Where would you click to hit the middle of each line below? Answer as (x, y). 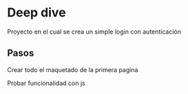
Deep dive (37, 13)
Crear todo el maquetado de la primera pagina (73, 69)
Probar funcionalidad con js (46, 83)
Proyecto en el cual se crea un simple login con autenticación (94, 32)
